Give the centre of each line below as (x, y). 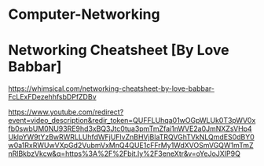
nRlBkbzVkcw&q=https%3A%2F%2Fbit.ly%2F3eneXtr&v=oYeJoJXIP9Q (125, 153)
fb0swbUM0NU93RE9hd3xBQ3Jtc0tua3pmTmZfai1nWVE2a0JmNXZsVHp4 (130, 129)
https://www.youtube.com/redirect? (66, 112)
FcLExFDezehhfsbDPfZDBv (52, 97)
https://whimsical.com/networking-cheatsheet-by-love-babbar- (111, 88)
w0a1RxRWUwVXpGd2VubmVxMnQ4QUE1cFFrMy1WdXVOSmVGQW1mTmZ (131, 146)
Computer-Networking (84, 14)
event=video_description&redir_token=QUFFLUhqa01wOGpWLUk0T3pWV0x (132, 121)
